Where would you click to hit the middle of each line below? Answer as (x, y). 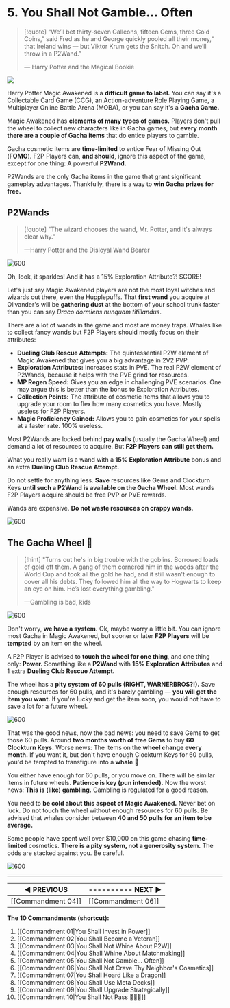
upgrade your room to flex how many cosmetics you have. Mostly (109, 403)
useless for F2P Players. (51, 411)
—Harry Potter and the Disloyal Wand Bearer (87, 250)
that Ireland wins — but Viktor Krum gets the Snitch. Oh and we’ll (115, 46)
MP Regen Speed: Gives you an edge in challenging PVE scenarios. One (119, 382)
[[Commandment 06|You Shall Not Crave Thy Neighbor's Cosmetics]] (115, 968)
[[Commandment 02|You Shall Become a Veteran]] (89, 939)
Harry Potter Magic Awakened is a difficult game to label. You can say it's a (114, 93)
